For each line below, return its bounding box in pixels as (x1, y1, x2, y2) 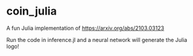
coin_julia (6, 4, 57, 18)
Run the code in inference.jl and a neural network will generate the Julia (6, 36, 187, 43)
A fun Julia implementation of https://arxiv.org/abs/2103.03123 (6, 24, 164, 32)
